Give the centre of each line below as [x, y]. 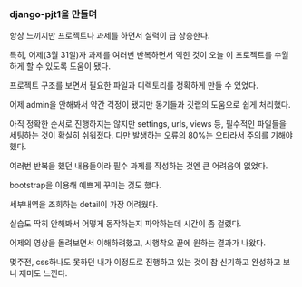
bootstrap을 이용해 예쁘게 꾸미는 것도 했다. [85, 185]
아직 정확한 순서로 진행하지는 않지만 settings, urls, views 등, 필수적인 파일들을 [148, 124]
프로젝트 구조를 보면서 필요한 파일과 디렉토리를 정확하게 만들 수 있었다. [134, 86]
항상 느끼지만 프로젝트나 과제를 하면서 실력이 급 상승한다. [110, 36]
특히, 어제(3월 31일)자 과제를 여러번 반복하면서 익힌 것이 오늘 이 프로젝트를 [141, 55]
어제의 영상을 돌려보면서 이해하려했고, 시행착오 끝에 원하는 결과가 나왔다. [137, 243]
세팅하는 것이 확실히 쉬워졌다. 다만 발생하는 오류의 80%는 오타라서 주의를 [139, 135]
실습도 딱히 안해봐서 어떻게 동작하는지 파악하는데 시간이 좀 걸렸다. [126, 224]
